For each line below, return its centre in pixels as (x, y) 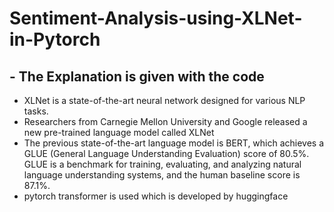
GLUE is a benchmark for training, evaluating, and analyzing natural (162, 164)
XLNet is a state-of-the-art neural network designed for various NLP (164, 100)
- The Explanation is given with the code (137, 76)
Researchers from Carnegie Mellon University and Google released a (165, 121)
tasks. (36, 111)
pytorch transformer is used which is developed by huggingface (156, 196)
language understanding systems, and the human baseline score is (162, 175)
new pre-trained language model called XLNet (119, 132)
